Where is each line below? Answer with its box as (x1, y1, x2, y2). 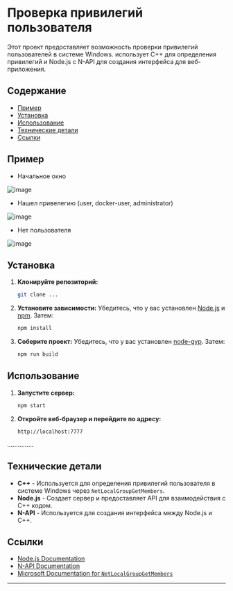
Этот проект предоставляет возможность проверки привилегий (7, 42, 198, 51)
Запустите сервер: (17, 388, 75, 397)
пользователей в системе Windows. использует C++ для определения (7, 50, 217, 58)
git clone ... (17, 291, 58, 299)
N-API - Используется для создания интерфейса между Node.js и (17, 508, 213, 517)
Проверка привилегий (7, 5, 144, 21)
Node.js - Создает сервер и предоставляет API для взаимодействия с (17, 494, 226, 502)
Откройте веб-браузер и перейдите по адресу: (17, 414, 162, 423)
